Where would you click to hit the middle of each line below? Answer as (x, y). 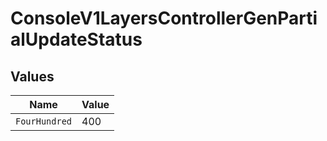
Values (32, 76)
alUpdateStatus (76, 39)
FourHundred (44, 121)
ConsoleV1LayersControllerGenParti (164, 18)
